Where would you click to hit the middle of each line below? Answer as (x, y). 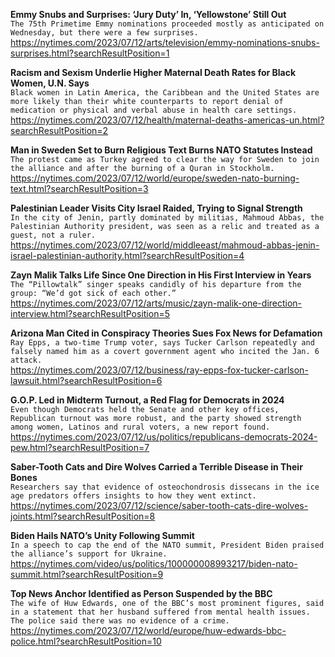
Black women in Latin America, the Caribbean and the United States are (165, 93)
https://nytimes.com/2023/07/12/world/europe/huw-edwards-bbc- (148, 630)
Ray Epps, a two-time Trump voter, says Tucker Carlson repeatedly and (162, 343)
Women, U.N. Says (50, 83)
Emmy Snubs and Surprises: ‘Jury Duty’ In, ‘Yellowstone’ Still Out (148, 14)
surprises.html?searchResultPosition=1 (90, 53)
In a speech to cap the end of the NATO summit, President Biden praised (167, 545)
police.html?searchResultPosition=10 (86, 641)
